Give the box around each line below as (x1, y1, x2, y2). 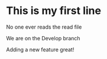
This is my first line (6, 4, 102, 18)
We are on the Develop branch (6, 34, 81, 41)
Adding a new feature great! (6, 46, 74, 53)
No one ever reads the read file (6, 23, 82, 30)
